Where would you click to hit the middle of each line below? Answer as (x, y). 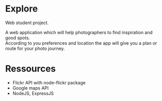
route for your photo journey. (35, 48)
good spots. (18, 38)
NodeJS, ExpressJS (33, 93)
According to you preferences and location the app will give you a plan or (81, 43)
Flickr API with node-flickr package (49, 82)
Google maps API (30, 88)
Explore (22, 9)
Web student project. (27, 23)
